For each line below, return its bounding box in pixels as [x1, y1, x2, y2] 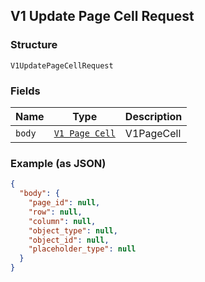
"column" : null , [28, 216, 97, 226]
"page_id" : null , [28, 198, 101, 208]
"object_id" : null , [28, 235, 110, 245]
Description [124, 109, 183, 123]
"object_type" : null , [28, 225, 118, 236]
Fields [10, 84, 41, 98]
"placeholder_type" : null [28, 244, 137, 254]
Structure [10, 38, 58, 52]
